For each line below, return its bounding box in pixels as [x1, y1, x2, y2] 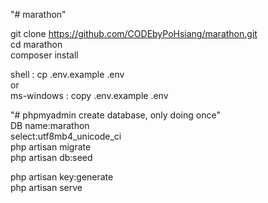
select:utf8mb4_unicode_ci [10, 130, 122, 142]
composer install [10, 49, 79, 61]
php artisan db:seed [10, 152, 93, 163]
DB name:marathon [10, 120, 90, 131]
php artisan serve [10, 182, 83, 193]
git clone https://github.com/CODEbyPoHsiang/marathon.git [10, 28, 258, 39]
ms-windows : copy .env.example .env [10, 90, 169, 101]
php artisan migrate [10, 141, 92, 153]
